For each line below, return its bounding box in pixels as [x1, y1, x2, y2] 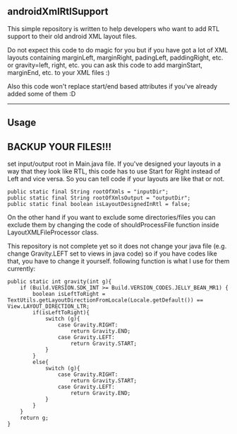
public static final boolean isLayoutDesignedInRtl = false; [7, 201, 191, 208]
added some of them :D [7, 89, 76, 98]
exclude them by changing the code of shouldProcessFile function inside [7, 221, 219, 229]
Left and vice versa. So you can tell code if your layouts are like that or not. [7, 175, 225, 183]
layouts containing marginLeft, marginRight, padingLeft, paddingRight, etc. [7, 53, 224, 62]
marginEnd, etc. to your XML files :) [7, 68, 111, 76]
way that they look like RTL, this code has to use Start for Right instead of [7, 167, 221, 176]
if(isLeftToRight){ [32, 309, 90, 316]
